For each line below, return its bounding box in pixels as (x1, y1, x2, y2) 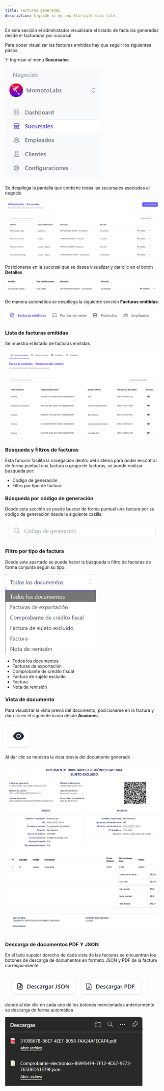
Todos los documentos (12, 658, 59, 664)
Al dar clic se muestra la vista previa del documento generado (5, 754, 131, 760)
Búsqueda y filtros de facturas (5, 446, 79, 453)
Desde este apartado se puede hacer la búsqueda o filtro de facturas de (5, 559, 151, 565)
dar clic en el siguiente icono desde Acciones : (5, 712, 99, 718)
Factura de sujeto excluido (12, 673, 66, 679)
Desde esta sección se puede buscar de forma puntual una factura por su (5, 506, 155, 512)
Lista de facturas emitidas (5, 329, 69, 336)
